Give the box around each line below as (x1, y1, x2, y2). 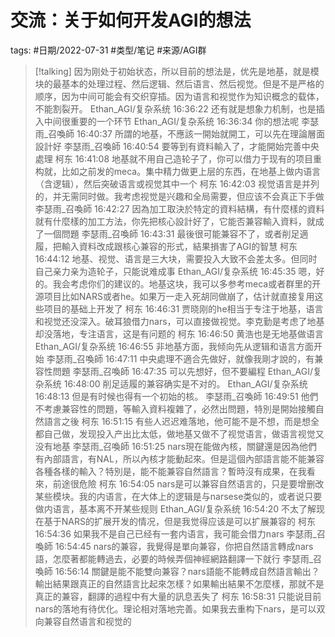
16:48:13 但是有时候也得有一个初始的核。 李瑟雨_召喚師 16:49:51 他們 (34, 390, 319, 402)
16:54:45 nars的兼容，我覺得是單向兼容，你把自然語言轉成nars (54, 540, 314, 552)
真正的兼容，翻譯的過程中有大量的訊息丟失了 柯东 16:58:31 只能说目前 (34, 590, 322, 602)
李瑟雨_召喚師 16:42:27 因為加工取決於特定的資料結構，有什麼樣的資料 (34, 202, 325, 215)
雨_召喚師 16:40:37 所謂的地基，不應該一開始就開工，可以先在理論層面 (34, 127, 325, 140)
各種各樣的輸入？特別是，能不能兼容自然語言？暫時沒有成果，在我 (34, 465, 307, 477)
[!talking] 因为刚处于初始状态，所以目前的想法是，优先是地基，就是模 (34, 65, 320, 77)
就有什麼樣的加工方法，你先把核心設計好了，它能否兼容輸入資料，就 (34, 215, 316, 227)
